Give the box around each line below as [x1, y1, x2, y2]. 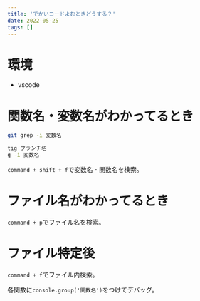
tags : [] [7, 24, 33, 31]
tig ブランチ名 [7, 145, 48, 152]
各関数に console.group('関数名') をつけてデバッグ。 [7, 285, 159, 294]
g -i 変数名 [7, 151, 40, 158]
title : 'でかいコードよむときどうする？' [7, 10, 116, 18]
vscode [17, 81, 41, 89]
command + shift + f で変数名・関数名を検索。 [7, 165, 144, 173]
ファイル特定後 [7, 245, 95, 261]
